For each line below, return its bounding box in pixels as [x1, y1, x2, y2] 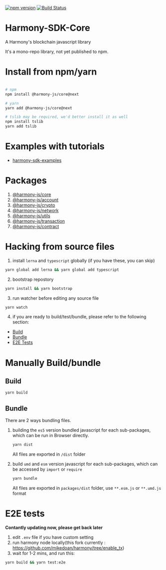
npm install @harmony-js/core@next [5, 92, 79, 97]
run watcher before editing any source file [12, 295, 99, 301]
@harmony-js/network [12, 207, 59, 213]
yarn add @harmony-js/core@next [5, 105, 72, 110]
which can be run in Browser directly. [12, 433, 89, 439]
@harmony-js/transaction [12, 218, 65, 224]
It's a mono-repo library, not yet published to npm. [5, 48, 109, 55]
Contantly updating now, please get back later [5, 524, 103, 530]
